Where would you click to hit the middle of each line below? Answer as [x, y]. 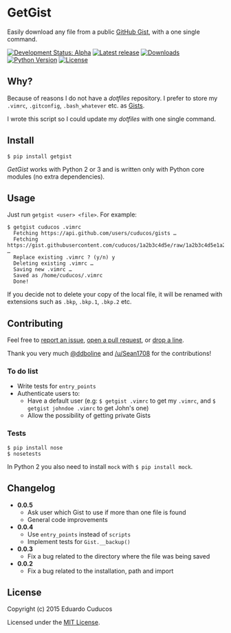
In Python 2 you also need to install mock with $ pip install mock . [100, 466]
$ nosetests [24, 454]
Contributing [35, 323]
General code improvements [67, 519]
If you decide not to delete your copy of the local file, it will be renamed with [115, 294]
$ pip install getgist [40, 157]
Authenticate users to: [48, 394]
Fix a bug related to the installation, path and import [100, 571]
